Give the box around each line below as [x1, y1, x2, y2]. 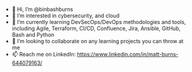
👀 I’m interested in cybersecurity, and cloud [11, 12, 120, 19]
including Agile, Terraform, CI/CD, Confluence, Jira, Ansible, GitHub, [11, 25, 181, 32]
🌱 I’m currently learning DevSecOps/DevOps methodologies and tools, [11, 19, 186, 25]
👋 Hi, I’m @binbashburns [11, 6, 73, 13]
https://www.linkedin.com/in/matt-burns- [77, 51, 179, 58]
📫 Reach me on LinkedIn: [11, 51, 76, 58]
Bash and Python [11, 31, 55, 38]
